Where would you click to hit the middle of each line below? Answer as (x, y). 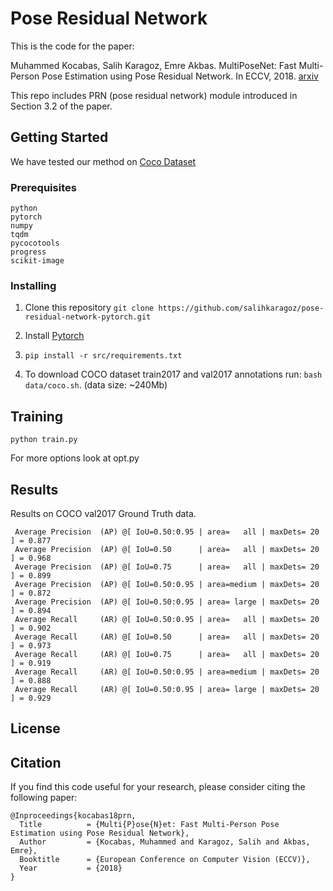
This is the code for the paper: (72, 46)
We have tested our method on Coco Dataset (103, 161)
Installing (33, 285)
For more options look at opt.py (75, 458)
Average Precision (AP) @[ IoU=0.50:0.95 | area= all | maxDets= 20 (167, 532)
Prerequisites (43, 187)
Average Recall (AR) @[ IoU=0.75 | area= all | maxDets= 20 (167, 654)
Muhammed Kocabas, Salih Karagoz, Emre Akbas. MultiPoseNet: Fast (153, 65)
